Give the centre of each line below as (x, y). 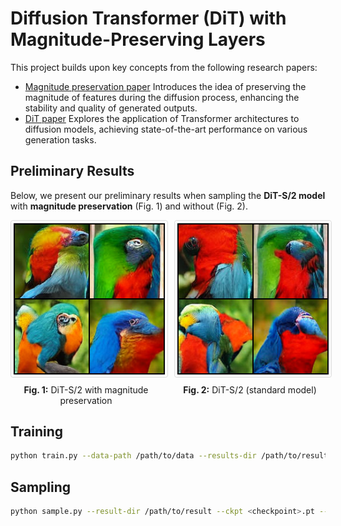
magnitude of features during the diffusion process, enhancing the (162, 97)
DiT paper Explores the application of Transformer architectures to (162, 118)
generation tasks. (60, 139)
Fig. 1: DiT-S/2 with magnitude (86, 389)
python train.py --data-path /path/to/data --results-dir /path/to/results (171, 456)
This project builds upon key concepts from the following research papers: (164, 67)
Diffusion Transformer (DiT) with (148, 18)
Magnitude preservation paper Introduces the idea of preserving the (165, 86)
